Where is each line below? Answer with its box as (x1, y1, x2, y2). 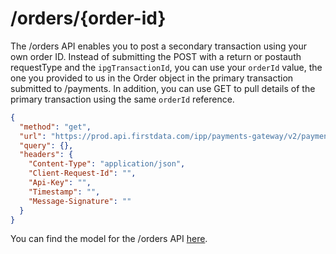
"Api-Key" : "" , (28, 178, 92, 188)
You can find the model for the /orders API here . (10, 233, 208, 245)
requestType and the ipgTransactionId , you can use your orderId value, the (10, 61, 323, 73)
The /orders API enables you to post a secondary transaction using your (10, 40, 308, 52)
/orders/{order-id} (10, 7, 167, 30)
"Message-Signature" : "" (28, 196, 132, 206)
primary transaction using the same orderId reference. (10, 93, 235, 105)
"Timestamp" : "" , (28, 187, 101, 197)
